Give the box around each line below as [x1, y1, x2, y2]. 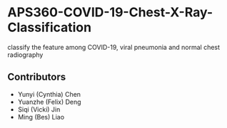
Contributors [7, 71, 66, 83]
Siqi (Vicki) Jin [17, 105, 61, 114]
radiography [7, 50, 44, 59]
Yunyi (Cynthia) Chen [17, 90, 81, 98]
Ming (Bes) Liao [17, 112, 65, 121]
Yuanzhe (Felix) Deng [17, 97, 81, 106]
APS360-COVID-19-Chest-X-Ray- [7, 4, 213, 21]
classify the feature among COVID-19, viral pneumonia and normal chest [7, 43, 220, 51]
